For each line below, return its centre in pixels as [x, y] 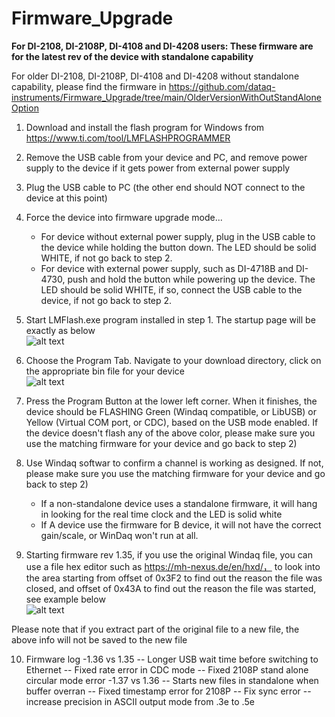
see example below [65, 599]
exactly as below [60, 330]
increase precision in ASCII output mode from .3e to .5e [140, 701]
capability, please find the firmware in [89, 86]
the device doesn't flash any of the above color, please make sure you [170, 433]
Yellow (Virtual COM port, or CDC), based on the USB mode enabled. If [172, 422]
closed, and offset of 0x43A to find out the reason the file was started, [171, 588]
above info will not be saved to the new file [99, 639]
